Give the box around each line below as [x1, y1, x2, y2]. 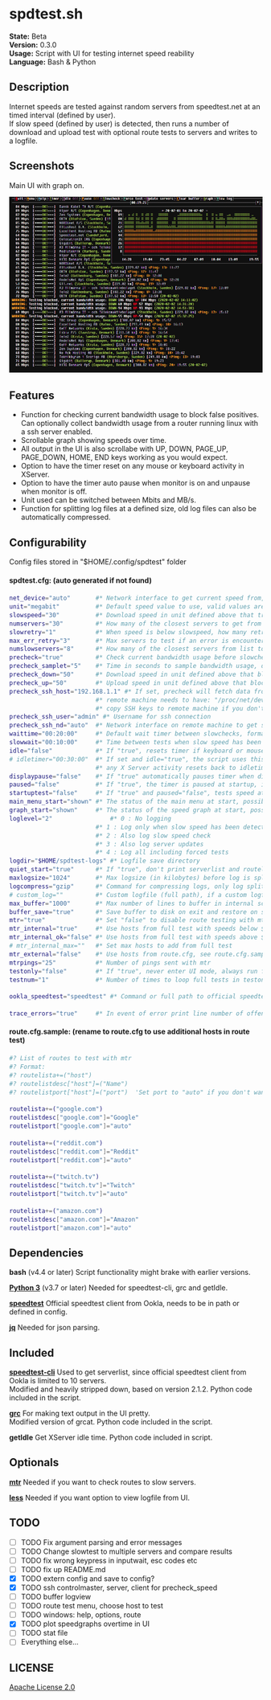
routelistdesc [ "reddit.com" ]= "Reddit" [9, 1147, 139, 1156]
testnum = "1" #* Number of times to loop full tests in [9, 976, 240, 984]
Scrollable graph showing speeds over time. [20, 436, 167, 445]
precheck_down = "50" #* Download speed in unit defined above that [9, 670, 254, 678]
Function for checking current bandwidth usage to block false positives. [20, 410, 260, 420]
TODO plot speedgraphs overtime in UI [20, 1619, 150, 1628]
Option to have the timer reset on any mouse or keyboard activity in [20, 461, 244, 471]
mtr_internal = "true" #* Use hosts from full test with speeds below [9, 925, 258, 933]
